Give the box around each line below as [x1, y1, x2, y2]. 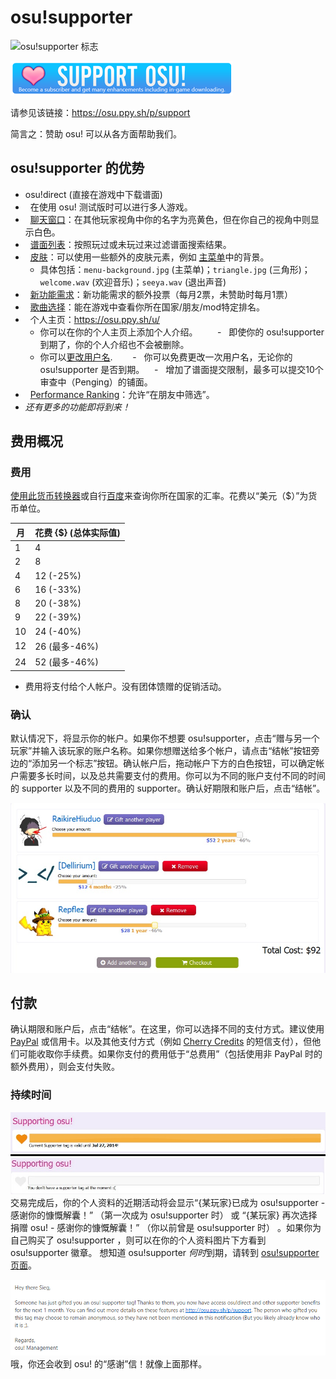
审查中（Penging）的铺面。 [39, 376, 153, 388]
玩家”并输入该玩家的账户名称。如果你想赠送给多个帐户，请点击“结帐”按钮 [10, 744, 312, 756]
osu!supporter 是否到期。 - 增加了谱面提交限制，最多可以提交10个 [39, 363, 324, 375]
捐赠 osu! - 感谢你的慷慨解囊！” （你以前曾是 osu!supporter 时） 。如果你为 [10, 1222, 322, 1234]
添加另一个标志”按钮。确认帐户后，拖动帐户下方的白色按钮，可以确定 [31, 757, 317, 769]
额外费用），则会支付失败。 [10, 1061, 120, 1073]
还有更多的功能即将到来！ [24, 401, 131, 413]
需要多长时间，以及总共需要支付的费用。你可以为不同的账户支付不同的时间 [18, 769, 326, 781]
